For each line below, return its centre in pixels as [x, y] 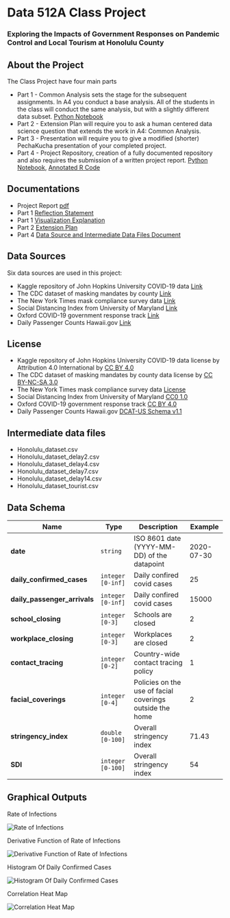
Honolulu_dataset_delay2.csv [58, 457]
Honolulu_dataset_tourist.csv [58, 486]
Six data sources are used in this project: [65, 273]
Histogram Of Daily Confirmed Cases [59, 867]
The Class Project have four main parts [62, 81]
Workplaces [153, 634]
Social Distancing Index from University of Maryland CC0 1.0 [102, 397]
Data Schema [36, 508]
